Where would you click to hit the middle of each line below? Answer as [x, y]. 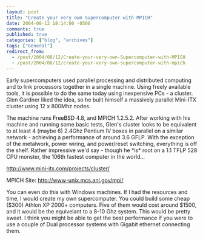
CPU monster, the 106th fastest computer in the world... [76, 156]
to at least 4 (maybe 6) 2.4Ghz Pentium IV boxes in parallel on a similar [95, 131]
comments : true [25, 29]
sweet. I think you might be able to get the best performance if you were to [100, 218]
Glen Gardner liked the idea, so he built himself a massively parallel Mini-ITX [101, 99]
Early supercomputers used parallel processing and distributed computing [99, 80]
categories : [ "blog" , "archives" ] [50, 40]
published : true [27, 35]
